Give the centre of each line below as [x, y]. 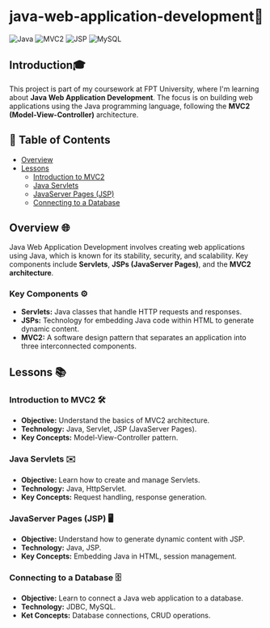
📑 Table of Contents [60, 140]
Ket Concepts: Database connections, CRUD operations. [116, 615]
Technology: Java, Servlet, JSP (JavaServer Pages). [109, 429]
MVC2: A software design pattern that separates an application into [133, 337]
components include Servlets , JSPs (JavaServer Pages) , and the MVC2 [130, 264]
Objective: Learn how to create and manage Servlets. [110, 479]
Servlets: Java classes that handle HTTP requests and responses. [131, 311]
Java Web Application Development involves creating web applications [127, 247]
